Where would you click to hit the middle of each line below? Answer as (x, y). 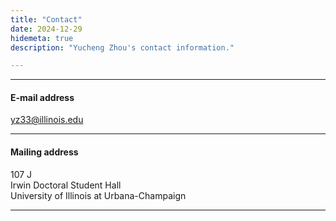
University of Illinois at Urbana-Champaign (98, 195)
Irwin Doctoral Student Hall (66, 185)
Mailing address (44, 152)
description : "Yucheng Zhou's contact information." (122, 47)
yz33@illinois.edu (47, 120)
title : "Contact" (46, 19)
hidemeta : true (42, 38)
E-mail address (42, 97)
